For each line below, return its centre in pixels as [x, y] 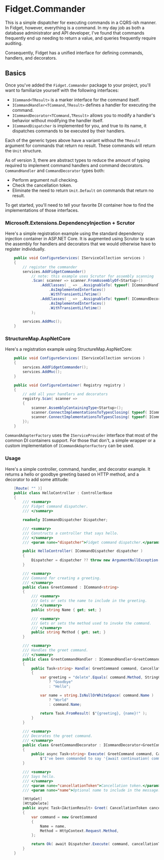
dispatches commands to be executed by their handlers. [69, 131]
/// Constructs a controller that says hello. [71, 533]
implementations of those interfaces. [42, 210]
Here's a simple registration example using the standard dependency [74, 233]
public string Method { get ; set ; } [68, 632]
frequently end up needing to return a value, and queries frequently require [81, 38]
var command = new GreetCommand [64, 817]
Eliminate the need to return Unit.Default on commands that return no [83, 190]
